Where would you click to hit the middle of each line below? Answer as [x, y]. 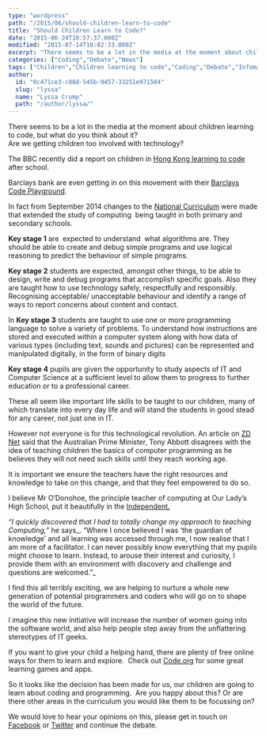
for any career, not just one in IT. [61, 418]
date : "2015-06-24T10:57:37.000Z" [65, 38]
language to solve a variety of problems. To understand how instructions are [133, 328]
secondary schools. [40, 224]
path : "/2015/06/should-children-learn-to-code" [90, 23]
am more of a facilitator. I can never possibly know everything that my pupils [133, 547]
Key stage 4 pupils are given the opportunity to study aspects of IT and [125, 369]
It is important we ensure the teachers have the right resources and [118, 474]
